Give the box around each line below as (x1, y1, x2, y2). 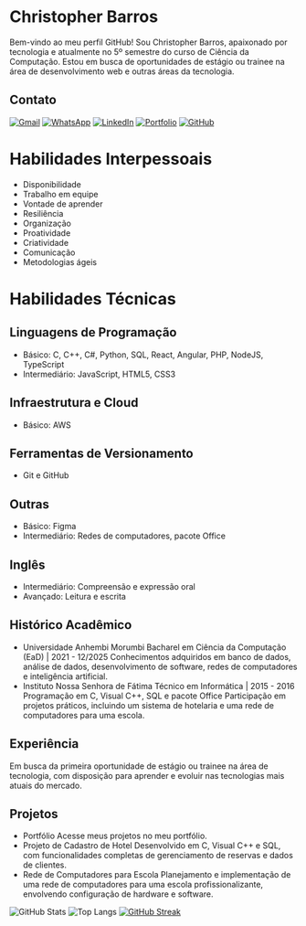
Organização (22, 218, 71, 229)
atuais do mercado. (9, 780, 82, 791)
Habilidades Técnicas (9, 288, 176, 309)
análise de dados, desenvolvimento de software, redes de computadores (22, 661, 298, 672)
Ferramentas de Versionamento (9, 445, 194, 461)
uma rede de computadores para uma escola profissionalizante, (22, 879, 263, 890)
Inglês (9, 557, 46, 572)
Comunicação (22, 247, 76, 258)
